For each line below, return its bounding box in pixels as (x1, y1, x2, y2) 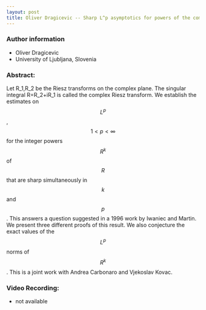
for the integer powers (6, 137, 63, 144)
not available (15, 298, 48, 305)
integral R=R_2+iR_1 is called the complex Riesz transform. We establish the (6, 91, 197, 99)
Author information (6, 35, 65, 44)
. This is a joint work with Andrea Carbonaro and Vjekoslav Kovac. (6, 268, 173, 276)
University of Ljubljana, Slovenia (15, 55, 97, 63)
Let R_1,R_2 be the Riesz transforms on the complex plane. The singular (6, 85, 186, 92)
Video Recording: (6, 284, 59, 292)
